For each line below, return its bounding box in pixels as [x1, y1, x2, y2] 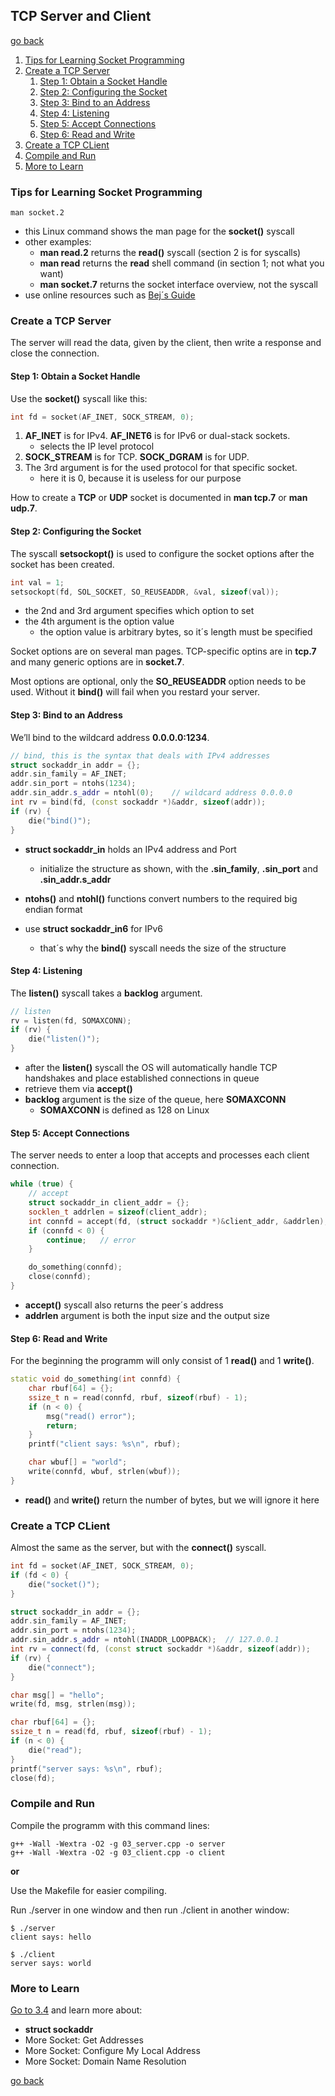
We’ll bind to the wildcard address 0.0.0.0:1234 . [10, 731, 210, 743]
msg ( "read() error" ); [46, 1411, 137, 1421]
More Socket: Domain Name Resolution [24, 2055, 187, 2068]
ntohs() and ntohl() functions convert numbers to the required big [24, 892, 298, 904]
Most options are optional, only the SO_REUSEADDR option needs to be [10, 675, 307, 688]
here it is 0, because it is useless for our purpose [39, 472, 242, 484]
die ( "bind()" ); [28, 815, 92, 826]
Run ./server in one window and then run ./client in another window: [10, 1904, 290, 1916]
